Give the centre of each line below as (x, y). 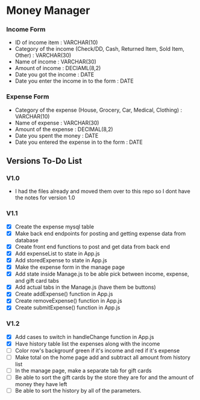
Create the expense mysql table (55, 227)
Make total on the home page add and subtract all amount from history (103, 357)
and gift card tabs (37, 281)
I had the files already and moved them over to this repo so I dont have (103, 192)
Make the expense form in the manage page (70, 267)
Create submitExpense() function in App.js (67, 308)
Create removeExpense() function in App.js (68, 301)
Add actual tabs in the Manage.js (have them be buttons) (86, 287)
